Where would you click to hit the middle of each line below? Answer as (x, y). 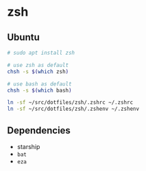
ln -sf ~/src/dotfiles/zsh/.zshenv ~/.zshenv (73, 109)
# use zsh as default (38, 65)
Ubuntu (23, 37)
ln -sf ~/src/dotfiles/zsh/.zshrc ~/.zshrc (70, 103)
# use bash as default (39, 84)
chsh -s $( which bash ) (39, 90)
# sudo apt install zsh (41, 53)
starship (28, 146)
